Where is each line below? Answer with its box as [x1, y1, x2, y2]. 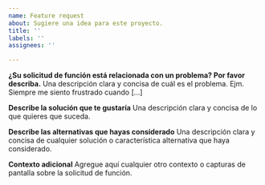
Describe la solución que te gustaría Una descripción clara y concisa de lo [8, 103, 258, 113]
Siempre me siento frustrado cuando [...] [8, 87, 143, 97]
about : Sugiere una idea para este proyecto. [8, 19, 163, 27]
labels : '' [8, 34, 45, 42]
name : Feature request [8, 11, 84, 20]
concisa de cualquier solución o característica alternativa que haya [8, 135, 230, 145]
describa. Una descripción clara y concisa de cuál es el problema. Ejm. [8, 79, 245, 89]
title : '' [8, 26, 42, 34]
